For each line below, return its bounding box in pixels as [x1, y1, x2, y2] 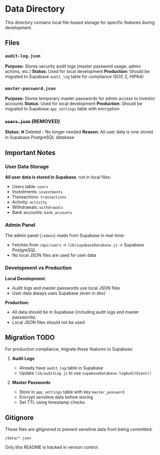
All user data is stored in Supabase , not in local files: [5, 174, 111, 180]
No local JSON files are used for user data [12, 252, 97, 258]
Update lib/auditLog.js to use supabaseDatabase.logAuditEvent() [19, 370, 152, 376]
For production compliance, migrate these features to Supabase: [5, 346, 134, 352]
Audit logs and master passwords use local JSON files [12, 285, 120, 291]
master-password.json [5, 86, 56, 91]
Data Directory [5, 3, 65, 15]
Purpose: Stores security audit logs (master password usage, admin [5, 63, 141, 69]
